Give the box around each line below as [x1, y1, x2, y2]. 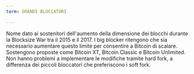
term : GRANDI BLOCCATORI [6, 8, 67, 15]
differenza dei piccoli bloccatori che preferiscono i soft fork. [6, 61, 151, 68]
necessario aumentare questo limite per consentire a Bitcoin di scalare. [6, 42, 178, 49]
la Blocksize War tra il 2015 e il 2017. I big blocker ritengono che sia [6, 36, 168, 43]
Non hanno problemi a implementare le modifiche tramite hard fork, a [6, 55, 173, 62]
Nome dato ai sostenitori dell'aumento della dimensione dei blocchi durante [6, 30, 189, 37]
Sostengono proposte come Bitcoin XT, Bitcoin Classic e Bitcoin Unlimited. [6, 48, 186, 56]
